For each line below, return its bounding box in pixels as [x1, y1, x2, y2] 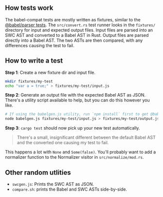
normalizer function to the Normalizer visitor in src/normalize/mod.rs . [5, 154, 144, 160]
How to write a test [5, 57, 63, 65]
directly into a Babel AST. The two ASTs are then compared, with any [5, 37, 143, 43]
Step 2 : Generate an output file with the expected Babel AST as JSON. [5, 92, 146, 98]
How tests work [5, 4, 53, 12]
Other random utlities [5, 168, 71, 177]
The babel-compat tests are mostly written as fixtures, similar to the [5, 16, 141, 22]
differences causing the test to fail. [5, 42, 75, 48]
